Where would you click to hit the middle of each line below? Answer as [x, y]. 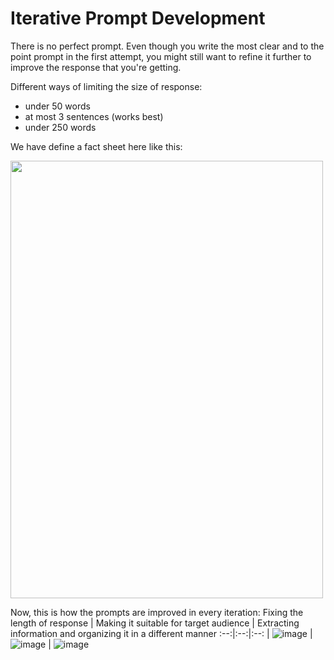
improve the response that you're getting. [96, 67]
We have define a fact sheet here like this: [96, 146]
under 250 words [60, 127]
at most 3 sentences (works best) [94, 116]
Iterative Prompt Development [138, 18]
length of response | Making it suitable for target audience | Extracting [155, 623]
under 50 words [57, 106]
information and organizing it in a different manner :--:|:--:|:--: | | [161, 633]
